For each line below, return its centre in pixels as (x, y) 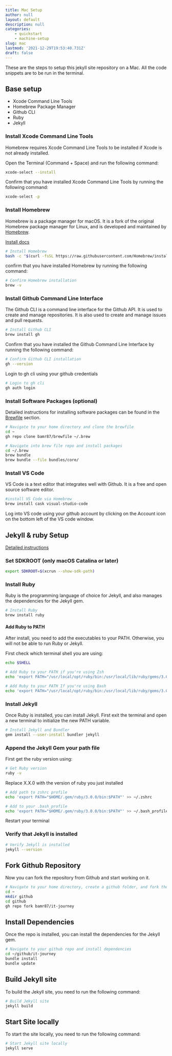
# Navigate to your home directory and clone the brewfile (70, 427)
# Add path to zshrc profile (36, 792)
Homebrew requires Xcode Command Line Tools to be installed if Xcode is (84, 147)
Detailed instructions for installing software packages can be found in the (82, 412)
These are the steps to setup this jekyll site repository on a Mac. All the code (86, 68)
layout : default (23, 19)
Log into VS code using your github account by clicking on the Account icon (85, 514)
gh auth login (20, 388)
